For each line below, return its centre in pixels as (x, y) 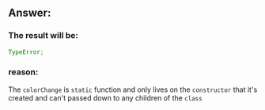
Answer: (30, 13)
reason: (23, 72)
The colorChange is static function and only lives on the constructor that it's (133, 89)
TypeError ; (26, 52)
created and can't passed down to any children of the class (106, 97)
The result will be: (44, 36)
